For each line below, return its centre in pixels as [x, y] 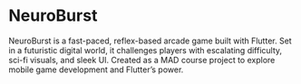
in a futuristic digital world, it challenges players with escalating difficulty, [146, 50]
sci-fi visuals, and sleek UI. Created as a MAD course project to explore [142, 60]
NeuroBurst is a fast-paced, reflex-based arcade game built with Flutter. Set [150, 41]
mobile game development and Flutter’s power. [96, 70]
